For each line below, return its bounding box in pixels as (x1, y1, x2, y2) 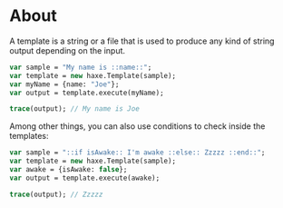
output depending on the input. (9, 45, 125, 55)
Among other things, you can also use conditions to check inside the (9, 121, 266, 132)
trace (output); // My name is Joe (9, 104, 141, 114)
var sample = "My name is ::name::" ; (9, 63, 152, 72)
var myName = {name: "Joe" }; (9, 79, 120, 89)
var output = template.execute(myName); (9, 88, 165, 97)
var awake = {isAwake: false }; (9, 165, 128, 174)
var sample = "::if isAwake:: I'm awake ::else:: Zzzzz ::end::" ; (9, 148, 266, 157)
